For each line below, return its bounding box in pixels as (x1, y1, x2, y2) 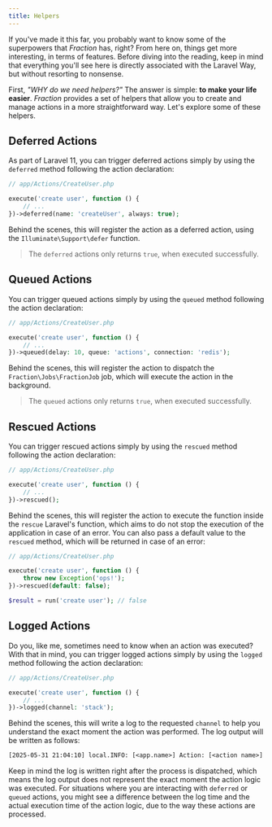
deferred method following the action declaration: (8, 164, 175, 174)
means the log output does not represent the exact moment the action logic (8, 775, 261, 785)
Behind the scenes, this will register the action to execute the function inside (8, 510, 264, 520)
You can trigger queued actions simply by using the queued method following (8, 294, 265, 304)
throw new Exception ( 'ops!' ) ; (23, 575, 126, 583)
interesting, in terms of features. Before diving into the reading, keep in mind (8, 51, 264, 61)
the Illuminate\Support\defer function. (8, 233, 140, 243)
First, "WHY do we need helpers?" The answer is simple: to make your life (8, 85, 257, 94)
